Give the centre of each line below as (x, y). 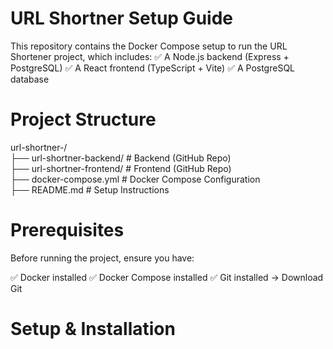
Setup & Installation (93, 329)
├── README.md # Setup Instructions (90, 189)
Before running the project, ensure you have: (102, 258)
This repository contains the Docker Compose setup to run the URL (149, 46)
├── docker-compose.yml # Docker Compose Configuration (135, 179)
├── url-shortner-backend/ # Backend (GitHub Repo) (121, 158)
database (30, 79)
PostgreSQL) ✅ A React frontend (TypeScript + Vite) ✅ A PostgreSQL (153, 68)
